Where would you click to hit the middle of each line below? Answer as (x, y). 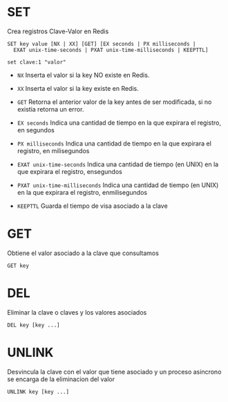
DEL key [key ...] (34, 325)
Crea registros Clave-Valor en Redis (58, 31)
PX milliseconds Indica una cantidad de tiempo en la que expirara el (114, 143)
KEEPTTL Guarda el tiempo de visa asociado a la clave (92, 206)
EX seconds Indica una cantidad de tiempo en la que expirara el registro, (119, 123)
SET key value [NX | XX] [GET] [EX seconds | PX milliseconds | (102, 44)
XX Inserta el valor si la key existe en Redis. (78, 88)
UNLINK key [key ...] (38, 392)
